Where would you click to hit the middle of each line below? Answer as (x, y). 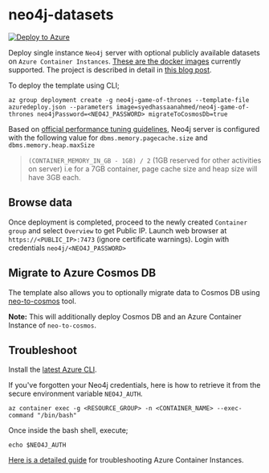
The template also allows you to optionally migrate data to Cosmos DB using (134, 292)
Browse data (41, 203)
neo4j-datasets (61, 15)
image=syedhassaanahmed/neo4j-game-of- (183, 107)
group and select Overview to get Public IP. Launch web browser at (118, 230)
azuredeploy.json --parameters (61, 107)
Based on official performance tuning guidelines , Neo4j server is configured (134, 129)
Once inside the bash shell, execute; (68, 430)
